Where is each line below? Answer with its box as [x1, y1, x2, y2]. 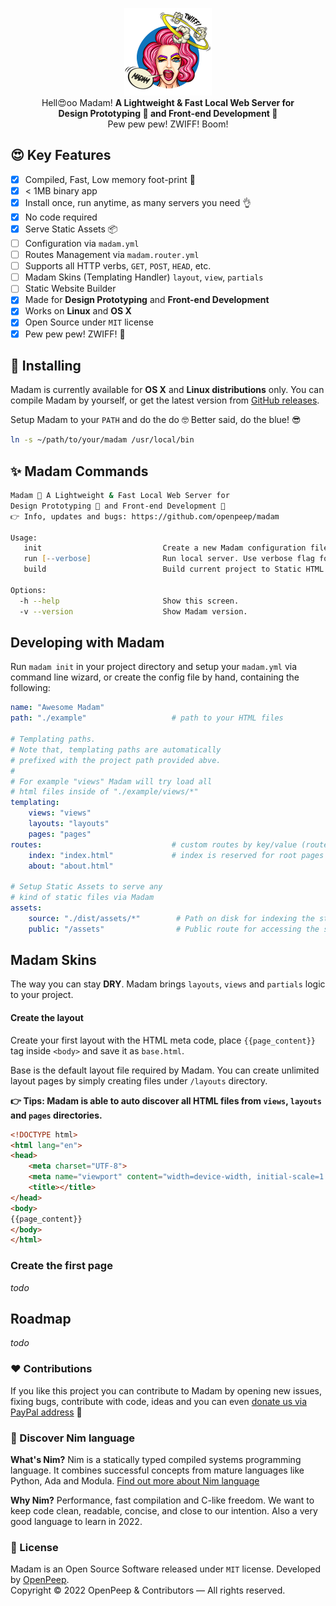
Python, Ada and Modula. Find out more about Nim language [10, 1474, 260, 1487]
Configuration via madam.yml [24, 238, 140, 249]
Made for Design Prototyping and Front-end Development [24, 294, 270, 306]
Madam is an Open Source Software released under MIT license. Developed [10, 1563, 321, 1575]
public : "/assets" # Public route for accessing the [28, 924, 320, 934]
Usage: [10, 533, 38, 543]
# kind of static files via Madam [10, 893, 155, 903]
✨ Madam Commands [10, 463, 149, 480]
